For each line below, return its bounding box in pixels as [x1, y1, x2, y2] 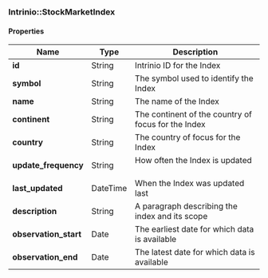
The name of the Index [134, 96, 219, 107]
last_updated [12, 183, 63, 194]
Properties [8, 26, 45, 36]
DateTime [91, 183, 128, 194]
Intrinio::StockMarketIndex [8, 6, 116, 18]
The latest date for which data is [134, 247, 255, 258]
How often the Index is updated [134, 155, 253, 166]
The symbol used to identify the [134, 73, 254, 84]
